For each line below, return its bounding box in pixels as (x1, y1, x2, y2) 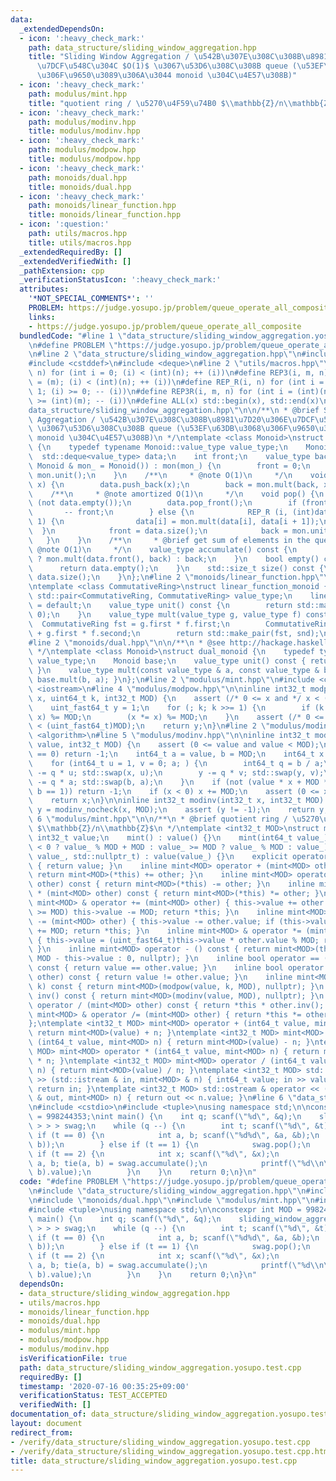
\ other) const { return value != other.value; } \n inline (28, 972, 293, 982)
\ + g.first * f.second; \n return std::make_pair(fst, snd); (28, 628, 320, 638)
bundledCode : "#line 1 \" (19, 331, 128, 341)
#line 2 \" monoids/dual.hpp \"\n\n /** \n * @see (28, 637, 226, 648)
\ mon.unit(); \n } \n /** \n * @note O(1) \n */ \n (28, 470, 293, 480)
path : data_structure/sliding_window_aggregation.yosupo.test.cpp (19, 1362, 302, 1373)
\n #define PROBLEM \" (28, 340, 118, 350)
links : (28, 312, 56, 322)
